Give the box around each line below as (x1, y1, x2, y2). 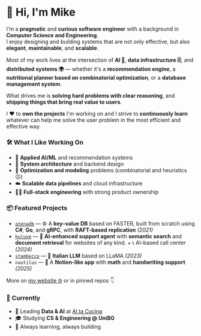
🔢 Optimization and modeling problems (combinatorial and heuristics (14, 167, 187, 174)
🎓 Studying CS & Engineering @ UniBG (14, 314, 115, 322)
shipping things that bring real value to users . (6, 98, 122, 106)
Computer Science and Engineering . (6, 31, 99, 38)
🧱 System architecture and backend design (14, 160, 124, 167)
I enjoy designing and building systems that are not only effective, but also (6, 38, 190, 45)
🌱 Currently (6, 294, 41, 302)
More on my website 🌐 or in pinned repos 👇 (6, 277, 115, 284)
